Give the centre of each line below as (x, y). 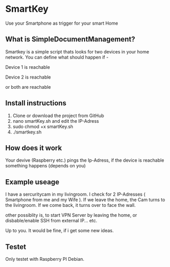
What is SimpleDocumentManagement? (70, 39)
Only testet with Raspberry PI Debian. (45, 259)
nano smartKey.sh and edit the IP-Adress (56, 121)
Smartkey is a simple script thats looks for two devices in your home (77, 51)
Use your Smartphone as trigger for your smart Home (62, 23)
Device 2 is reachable (28, 77)
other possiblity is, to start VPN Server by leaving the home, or (71, 215)
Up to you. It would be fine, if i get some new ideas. (60, 231)
